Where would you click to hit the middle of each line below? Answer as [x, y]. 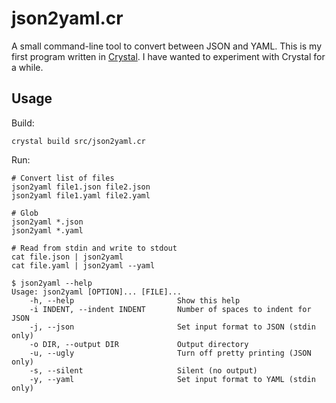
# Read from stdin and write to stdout [94, 248]
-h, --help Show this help [135, 300]
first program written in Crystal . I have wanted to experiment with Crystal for [168, 56]
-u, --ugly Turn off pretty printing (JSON [170, 353]
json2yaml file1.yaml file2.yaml [81, 195]
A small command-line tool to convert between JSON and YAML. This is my [167, 46]
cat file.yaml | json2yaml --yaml [83, 265]
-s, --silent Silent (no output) [143, 370]
